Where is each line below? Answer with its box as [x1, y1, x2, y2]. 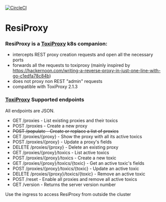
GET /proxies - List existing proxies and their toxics [12, 117, 118, 123]
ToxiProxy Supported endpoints [5, 96, 84, 103]
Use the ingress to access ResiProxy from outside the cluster [5, 191, 131, 197]
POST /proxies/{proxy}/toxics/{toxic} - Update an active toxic [12, 165, 139, 171]
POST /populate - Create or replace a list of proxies [12, 128, 119, 134]
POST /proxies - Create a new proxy [12, 123, 88, 129]
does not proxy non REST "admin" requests [12, 78, 103, 84]
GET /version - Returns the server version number [12, 181, 116, 187]
